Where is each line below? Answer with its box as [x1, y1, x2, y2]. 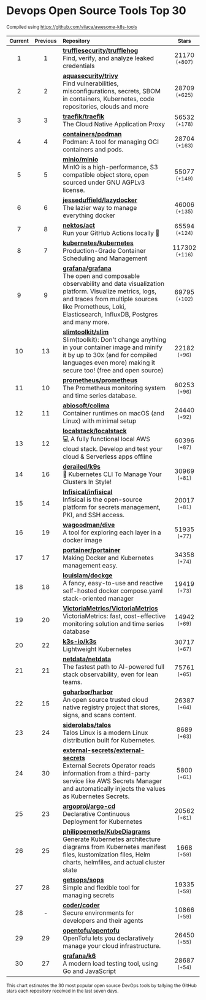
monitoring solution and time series [62, 619, 164, 628]
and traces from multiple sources [62, 294, 158, 303]
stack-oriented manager [62, 594, 134, 602]
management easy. [62, 561, 118, 569]
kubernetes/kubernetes [62, 239, 134, 247]
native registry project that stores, [62, 703, 160, 712]
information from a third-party [62, 769, 150, 777]
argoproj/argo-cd [62, 802, 115, 810]
